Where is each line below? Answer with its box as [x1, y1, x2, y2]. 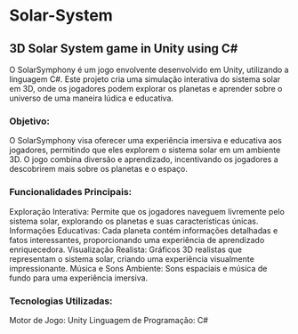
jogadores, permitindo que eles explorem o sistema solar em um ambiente [9, 144, 281, 156]
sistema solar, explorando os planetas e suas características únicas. [9, 216, 259, 226]
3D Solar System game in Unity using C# [9, 41, 238, 56]
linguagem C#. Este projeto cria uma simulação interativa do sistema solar [9, 74, 281, 85]
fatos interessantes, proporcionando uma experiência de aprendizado [9, 234, 265, 245]
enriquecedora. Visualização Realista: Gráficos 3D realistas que [9, 244, 243, 255]
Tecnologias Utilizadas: [9, 295, 113, 307]
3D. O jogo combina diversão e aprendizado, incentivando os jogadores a [9, 154, 278, 165]
